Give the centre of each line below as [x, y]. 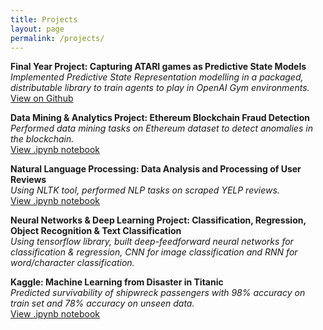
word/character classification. [72, 263]
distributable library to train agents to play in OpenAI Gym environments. [160, 88]
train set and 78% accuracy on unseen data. [102, 303]
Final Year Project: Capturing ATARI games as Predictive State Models [158, 67]
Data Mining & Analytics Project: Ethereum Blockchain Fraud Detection [160, 118]
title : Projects [44, 19]
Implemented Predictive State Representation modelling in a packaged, [157, 77]
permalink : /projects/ [57, 38]
